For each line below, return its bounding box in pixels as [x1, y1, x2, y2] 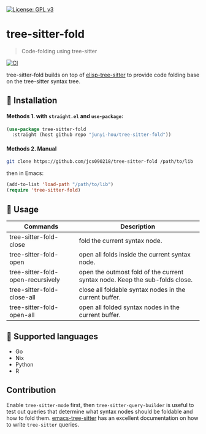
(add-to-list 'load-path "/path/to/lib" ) [6, 181, 114, 188]
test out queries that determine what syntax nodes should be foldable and [6, 408, 193, 415]
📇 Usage [6, 204, 39, 214]
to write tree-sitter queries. [6, 421, 80, 428]
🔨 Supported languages [6, 331, 99, 342]
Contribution [6, 385, 56, 395]
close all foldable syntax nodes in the [78, 285, 186, 294]
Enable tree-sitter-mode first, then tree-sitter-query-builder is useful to [6, 401, 194, 408]
